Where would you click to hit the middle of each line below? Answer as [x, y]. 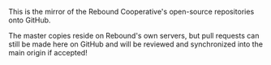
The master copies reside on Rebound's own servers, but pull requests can [134, 36]
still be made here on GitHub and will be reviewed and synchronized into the [136, 44]
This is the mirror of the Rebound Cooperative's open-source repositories [131, 12]
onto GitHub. [30, 20]
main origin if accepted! [48, 53]
